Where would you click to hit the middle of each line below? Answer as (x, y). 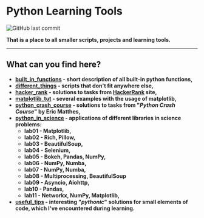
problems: (28, 124)
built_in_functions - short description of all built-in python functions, (104, 79)
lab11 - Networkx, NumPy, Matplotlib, (72, 195)
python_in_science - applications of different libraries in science (98, 118)
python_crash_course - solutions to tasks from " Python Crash (95, 105)
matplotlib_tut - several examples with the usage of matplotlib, (96, 98)
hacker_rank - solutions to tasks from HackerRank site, (86, 92)
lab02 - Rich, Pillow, (50, 137)
